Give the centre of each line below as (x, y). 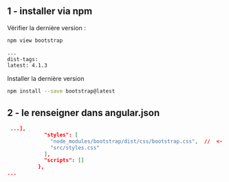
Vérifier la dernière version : (46, 27)
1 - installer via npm (50, 11)
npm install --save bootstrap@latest (61, 91)
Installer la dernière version (46, 79)
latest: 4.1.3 (28, 66)
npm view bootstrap (35, 41)
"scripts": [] (64, 161)
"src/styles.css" (75, 148)
